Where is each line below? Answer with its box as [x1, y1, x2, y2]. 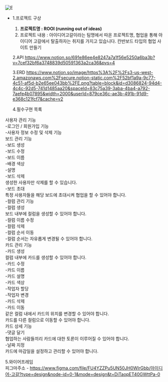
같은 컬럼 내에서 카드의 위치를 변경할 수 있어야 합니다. [5, 310, 109, 316]
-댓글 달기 [5, 329, 25, 335]
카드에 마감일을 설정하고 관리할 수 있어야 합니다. [5, 348, 99, 354]
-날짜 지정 [5, 342, 25, 347]
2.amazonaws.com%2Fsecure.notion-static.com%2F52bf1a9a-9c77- [12, 75, 156, 80]
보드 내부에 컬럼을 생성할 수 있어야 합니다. [5, 210, 86, 216]
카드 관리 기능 [5, 242, 32, 247]
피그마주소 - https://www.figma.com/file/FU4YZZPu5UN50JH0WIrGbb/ [5, 365, 151, 371]
